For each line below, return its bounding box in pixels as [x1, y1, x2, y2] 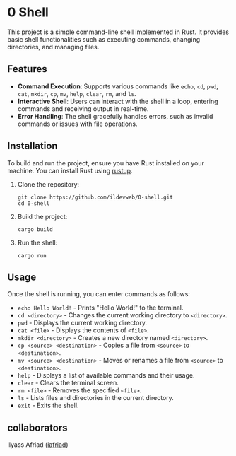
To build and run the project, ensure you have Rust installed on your [7, 158, 205, 167]
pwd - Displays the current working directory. [17, 319, 147, 327]
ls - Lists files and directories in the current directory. [17, 394, 175, 402]
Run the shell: [17, 238, 58, 247]
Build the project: [17, 212, 68, 221]
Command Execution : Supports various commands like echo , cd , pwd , [17, 82, 219, 90]
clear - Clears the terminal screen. [17, 379, 119, 387]
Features [7, 63, 47, 75]
